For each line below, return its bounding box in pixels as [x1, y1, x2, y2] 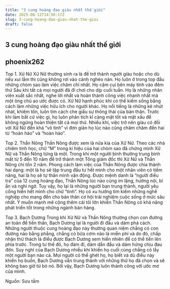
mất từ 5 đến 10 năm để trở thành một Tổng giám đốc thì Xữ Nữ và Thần [5, 156, 155, 162]
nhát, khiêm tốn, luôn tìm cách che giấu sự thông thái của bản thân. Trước [5, 109, 159, 115]
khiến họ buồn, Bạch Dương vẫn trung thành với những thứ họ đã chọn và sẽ [5, 258, 165, 264]
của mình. [5, 268, 26, 274]
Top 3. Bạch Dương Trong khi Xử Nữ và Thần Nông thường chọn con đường [5, 214, 163, 221]
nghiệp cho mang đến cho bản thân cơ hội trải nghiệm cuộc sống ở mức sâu [5, 194, 165, 200]
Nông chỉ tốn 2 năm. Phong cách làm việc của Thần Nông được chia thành [5, 162, 161, 168]
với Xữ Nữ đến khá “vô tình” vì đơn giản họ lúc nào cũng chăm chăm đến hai [5, 125, 165, 131]
